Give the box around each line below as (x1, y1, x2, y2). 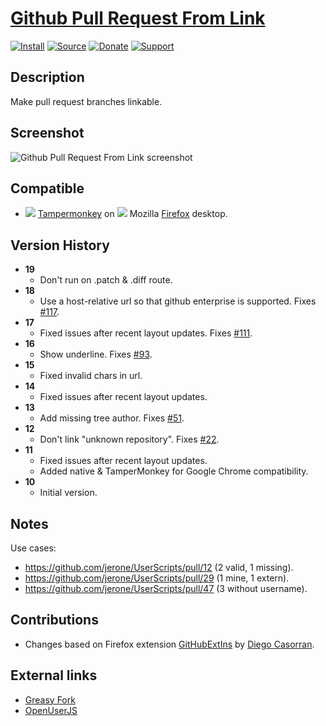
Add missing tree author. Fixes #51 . (39, 412, 185, 424)
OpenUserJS (24, 704, 78, 716)
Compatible (10, 180, 85, 197)
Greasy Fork (24, 693, 76, 706)
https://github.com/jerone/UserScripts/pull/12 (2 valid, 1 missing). (24, 562, 294, 573)
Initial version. (39, 487, 98, 499)
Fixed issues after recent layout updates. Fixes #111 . (39, 327, 253, 339)
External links (10, 667, 98, 684)
